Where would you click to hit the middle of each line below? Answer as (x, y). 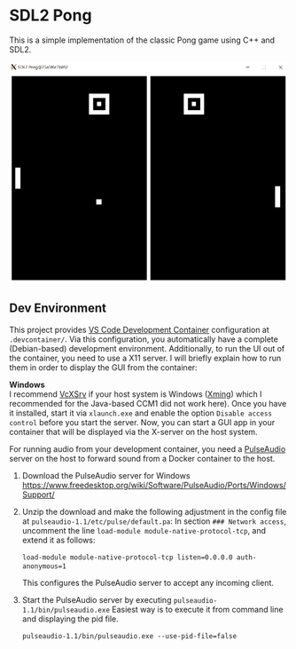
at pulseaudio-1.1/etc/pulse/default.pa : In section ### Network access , (154, 521)
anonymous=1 (44, 566)
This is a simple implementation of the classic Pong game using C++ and (142, 40)
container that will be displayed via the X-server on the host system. (134, 431)
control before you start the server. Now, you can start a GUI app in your (142, 422)
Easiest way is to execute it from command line (198, 609)
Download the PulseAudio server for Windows (106, 475)
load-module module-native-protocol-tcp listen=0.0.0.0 (127, 557)
